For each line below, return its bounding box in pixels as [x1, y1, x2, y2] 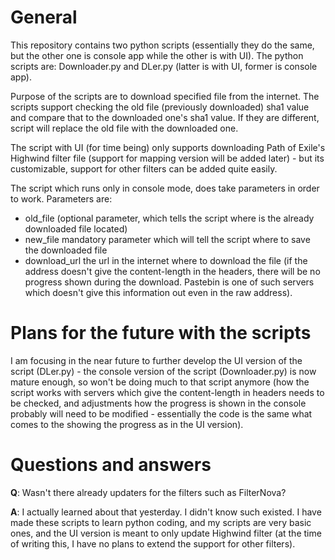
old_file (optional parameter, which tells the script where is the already [24, 212, 315, 224]
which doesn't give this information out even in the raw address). [24, 286, 293, 298]
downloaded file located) [24, 222, 128, 235]
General [10, 6, 78, 29]
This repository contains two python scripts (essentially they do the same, [10, 39, 315, 51]
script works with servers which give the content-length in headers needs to [10, 386, 325, 398]
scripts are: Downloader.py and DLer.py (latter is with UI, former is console [10, 60, 318, 72]
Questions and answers [10, 454, 212, 476]
